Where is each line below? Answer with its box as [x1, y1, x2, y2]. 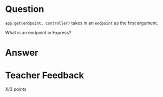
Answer [5, 47, 38, 58]
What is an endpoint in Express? [5, 29, 71, 35]
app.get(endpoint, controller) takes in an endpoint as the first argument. [5, 20, 158, 26]
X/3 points [5, 86, 26, 93]
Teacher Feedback [5, 70, 84, 81]
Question [5, 3, 44, 15]
